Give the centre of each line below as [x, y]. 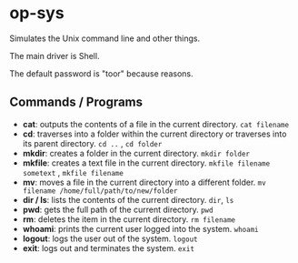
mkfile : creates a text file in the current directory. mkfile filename [146, 163]
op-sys [37, 13]
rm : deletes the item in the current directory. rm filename [129, 219]
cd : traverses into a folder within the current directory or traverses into [154, 134]
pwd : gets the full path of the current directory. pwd [118, 209]
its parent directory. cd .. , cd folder [92, 143]
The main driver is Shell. [55, 56]
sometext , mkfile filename [73, 172]
